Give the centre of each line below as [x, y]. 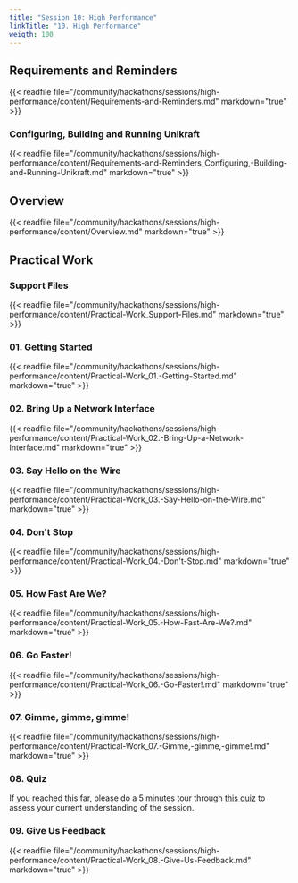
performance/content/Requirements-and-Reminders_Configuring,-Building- [149, 163]
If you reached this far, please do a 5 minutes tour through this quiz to [137, 798]
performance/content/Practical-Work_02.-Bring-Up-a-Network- [127, 437]
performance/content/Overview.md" [76, 232]
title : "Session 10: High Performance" [83, 17]
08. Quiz [28, 778]
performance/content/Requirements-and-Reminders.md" [114, 102]
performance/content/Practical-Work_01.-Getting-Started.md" [124, 376]
